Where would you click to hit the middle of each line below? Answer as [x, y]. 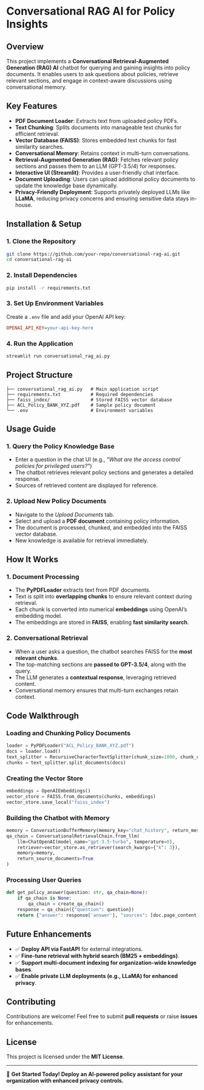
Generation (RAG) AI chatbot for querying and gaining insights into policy [98, 68]
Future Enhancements [49, 935]
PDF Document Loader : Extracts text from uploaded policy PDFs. [97, 121]
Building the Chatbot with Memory [58, 818]
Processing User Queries [44, 880]
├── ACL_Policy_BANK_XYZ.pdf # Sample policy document [81, 405]
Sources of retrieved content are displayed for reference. [86, 486]
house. [24, 204]
